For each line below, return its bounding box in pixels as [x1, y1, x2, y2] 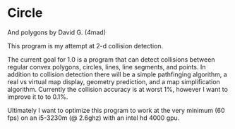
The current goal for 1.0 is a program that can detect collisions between [7, 55, 215, 64]
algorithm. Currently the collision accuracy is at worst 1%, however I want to [7, 85, 228, 93]
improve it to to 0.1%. [7, 93, 68, 101]
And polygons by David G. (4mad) [7, 28, 107, 36]
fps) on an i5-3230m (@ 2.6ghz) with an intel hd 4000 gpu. [7, 114, 180, 122]
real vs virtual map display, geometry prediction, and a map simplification [7, 77, 220, 86]
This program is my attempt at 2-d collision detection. [7, 41, 164, 50]
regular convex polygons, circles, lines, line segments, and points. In [7, 62, 206, 71]
